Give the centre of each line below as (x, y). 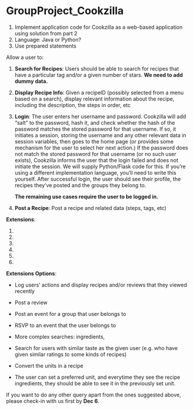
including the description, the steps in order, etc (73, 105)
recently (25, 291)
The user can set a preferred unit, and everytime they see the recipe (97, 377)
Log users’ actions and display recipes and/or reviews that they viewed (101, 285)
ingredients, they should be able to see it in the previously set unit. (95, 383)
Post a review (31, 302)
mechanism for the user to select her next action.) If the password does (101, 148)
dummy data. (31, 81)
